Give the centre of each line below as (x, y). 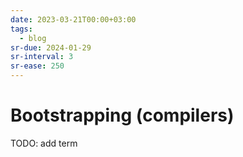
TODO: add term (44, 143)
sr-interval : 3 (42, 57)
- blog (33, 38)
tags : (21, 29)
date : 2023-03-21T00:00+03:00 (73, 19)
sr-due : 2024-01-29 (51, 47)
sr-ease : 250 (37, 66)
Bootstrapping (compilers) (122, 115)
